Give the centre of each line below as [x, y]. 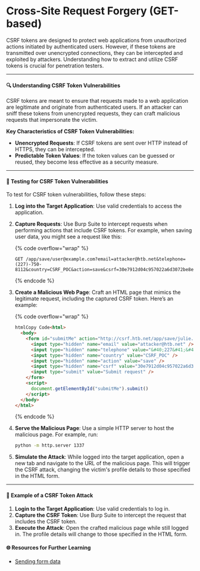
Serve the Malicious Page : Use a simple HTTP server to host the [94, 428]
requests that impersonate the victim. [52, 120]
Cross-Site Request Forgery [76, 11]
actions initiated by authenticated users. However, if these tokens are [91, 47]
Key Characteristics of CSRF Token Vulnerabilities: [70, 131]
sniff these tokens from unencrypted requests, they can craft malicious [93, 113]
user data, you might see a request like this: [68, 237]
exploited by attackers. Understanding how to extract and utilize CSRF [92, 59]
